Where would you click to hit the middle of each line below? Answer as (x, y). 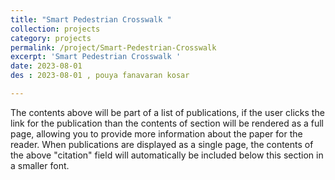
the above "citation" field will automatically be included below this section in (167, 155)
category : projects (51, 38)
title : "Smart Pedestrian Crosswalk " (91, 19)
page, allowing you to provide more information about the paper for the (156, 133)
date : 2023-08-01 (46, 66)
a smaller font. (40, 165)
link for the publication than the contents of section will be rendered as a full (167, 123)
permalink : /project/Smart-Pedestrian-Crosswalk (113, 47)
